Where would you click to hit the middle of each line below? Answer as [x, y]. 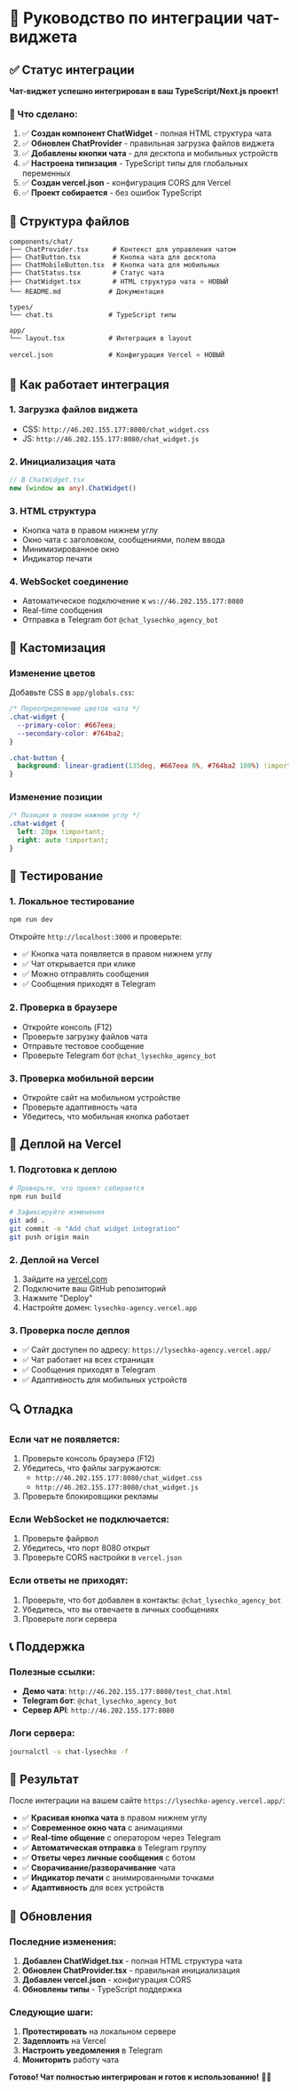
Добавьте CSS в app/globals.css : [72, 693]
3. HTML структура [53, 511]
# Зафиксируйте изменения [57, 1212]
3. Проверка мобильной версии [82, 1078]
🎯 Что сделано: [43, 114]
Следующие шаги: [51, 2013]
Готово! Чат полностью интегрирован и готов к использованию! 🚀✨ [141, 2077]
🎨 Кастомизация [58, 648]
